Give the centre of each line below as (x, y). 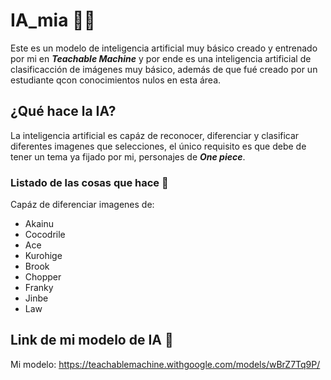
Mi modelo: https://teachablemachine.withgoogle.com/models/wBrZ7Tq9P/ (165, 364)
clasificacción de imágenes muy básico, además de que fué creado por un (164, 69)
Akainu (39, 224)
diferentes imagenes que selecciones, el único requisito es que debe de (158, 146)
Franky (39, 288)
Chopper (43, 277)
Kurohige (43, 256)
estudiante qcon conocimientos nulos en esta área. (116, 80)
